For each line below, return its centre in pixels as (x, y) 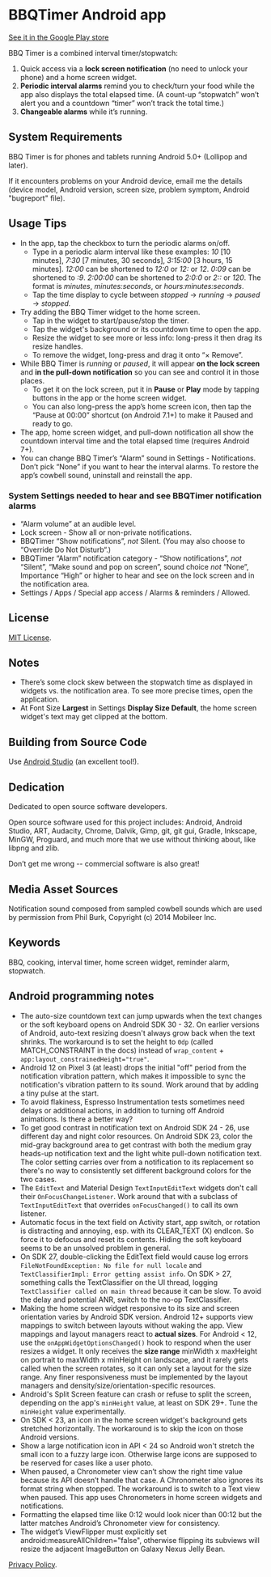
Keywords (34, 943)
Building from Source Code (78, 742)
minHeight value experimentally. (73, 1411)
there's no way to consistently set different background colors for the (135, 1170)
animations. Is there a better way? (76, 1119)
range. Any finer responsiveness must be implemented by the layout (134, 1376)
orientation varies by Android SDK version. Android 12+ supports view (136, 1316)
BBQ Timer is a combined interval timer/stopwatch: (93, 53)
